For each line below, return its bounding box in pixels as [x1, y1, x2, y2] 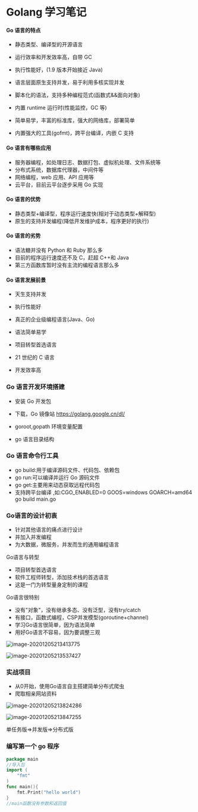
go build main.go [14, 495, 56, 502]
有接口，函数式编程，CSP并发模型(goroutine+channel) [14, 614, 149, 621]
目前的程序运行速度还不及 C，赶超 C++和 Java [14, 254, 129, 261]
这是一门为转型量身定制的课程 [14, 581, 88, 588]
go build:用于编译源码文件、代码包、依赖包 [14, 466, 120, 473]
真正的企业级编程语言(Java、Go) [14, 316, 95, 323]
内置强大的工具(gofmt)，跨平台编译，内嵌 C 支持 [14, 129, 134, 137]
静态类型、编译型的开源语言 [14, 41, 83, 48]
